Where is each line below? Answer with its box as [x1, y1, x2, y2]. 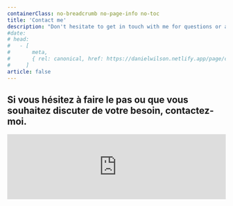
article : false [7, 68, 51, 75]
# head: [7, 36, 30, 43]
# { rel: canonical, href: [7, 55, 104, 62]
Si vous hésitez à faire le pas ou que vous [7, 94, 189, 105]
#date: [7, 29, 26, 37]
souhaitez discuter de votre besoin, [7, 105, 164, 117]
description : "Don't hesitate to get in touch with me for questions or [7, 23, 222, 30]
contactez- [165, 105, 214, 117]
